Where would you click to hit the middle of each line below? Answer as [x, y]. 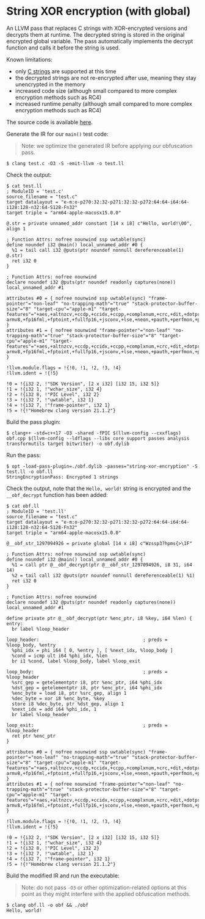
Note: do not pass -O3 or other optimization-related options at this [104, 887]
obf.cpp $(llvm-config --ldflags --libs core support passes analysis [98, 438]
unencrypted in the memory [50, 84]
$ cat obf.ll [23, 506]
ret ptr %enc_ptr [34, 736]
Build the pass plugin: [34, 422]
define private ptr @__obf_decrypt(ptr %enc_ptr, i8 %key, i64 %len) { [99, 618]
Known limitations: [30, 59]
